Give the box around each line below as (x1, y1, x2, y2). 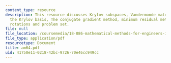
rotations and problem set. (10, 21, 70, 27)
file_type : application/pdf (5, 36, 65, 41)
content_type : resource (5, 7, 56, 13)
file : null (5, 26, 28, 31)
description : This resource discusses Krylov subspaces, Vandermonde (5, 12, 156, 17)
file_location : (5, 31, 38, 36)
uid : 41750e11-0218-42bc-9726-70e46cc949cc (5, 50, 99, 55)
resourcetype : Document (5, 41, 56, 46)
